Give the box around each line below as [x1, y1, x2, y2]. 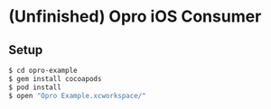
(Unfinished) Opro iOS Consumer [8, 6, 262, 27]
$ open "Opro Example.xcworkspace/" [8, 91, 146, 100]
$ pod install [8, 83, 62, 92]
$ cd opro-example [8, 66, 78, 75]
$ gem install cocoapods [8, 74, 102, 83]
